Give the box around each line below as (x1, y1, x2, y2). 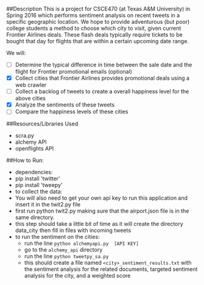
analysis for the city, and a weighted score (24, 272, 131, 280)
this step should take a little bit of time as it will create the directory (15, 220, 184, 228)
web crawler (15, 82, 47, 89)
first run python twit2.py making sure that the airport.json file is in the (15, 207, 189, 215)
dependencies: (15, 169, 53, 176)
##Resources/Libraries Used (6, 120, 79, 127)
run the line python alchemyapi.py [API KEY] (24, 240, 139, 247)
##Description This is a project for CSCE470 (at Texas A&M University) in (6, 5, 191, 12)
